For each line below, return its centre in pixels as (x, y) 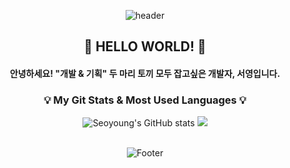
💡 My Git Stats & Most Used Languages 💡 (145, 100)
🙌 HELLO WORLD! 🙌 (145, 46)
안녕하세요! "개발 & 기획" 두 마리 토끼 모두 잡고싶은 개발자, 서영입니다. (145, 73)
